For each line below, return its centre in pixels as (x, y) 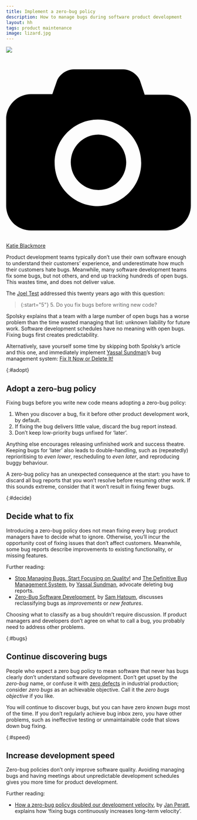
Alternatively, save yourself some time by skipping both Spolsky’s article (93, 346)
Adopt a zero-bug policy (51, 389)
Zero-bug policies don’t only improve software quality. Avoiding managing (95, 770)
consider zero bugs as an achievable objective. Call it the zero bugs (88, 689)
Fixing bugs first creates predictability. (52, 335)
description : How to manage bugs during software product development (94, 17)
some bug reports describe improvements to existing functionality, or (89, 549)
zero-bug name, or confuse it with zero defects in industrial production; (92, 683)
